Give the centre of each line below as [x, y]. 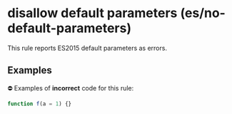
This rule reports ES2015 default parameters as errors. [87, 48]
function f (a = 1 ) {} [40, 104]
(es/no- [203, 13]
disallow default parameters [92, 13]
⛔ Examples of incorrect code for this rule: [71, 88]
